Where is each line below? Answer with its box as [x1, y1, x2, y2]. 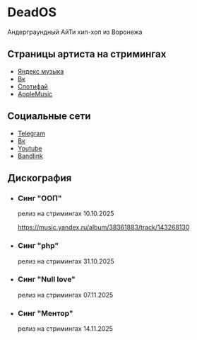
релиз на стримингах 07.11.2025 [17, 290, 114, 299]
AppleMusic [17, 89, 53, 98]
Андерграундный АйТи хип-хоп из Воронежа [7, 28, 143, 36]
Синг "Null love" [17, 274, 76, 284]
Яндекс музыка [17, 67, 64, 75]
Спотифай [17, 82, 48, 91]
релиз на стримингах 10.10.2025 [17, 210, 114, 218]
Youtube [17, 144, 42, 152]
